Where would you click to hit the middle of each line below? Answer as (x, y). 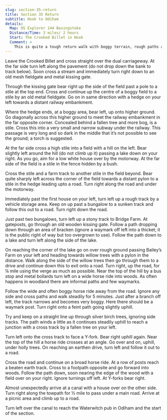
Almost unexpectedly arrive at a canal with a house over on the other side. (81, 388)
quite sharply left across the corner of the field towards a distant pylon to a (82, 178)
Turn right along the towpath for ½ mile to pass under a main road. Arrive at (83, 393)
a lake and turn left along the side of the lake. (51, 240)
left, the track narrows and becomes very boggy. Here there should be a (79, 302)
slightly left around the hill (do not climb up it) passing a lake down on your (82, 153)
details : (14, 24)
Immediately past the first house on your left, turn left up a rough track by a (82, 199)
